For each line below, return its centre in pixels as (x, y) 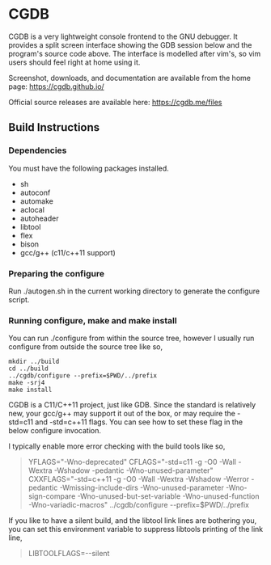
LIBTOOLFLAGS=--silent (69, 554)
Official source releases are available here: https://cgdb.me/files (115, 102)
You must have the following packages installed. (89, 168)
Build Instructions (54, 127)
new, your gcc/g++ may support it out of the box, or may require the (122, 414)
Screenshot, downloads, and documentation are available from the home (129, 78)
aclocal (32, 209)
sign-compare (52, 496)
